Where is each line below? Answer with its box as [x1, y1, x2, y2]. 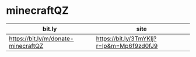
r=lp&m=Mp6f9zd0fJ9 [96, 41, 158, 50]
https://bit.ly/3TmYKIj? [96, 35, 157, 43]
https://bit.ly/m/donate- [9, 35, 74, 43]
